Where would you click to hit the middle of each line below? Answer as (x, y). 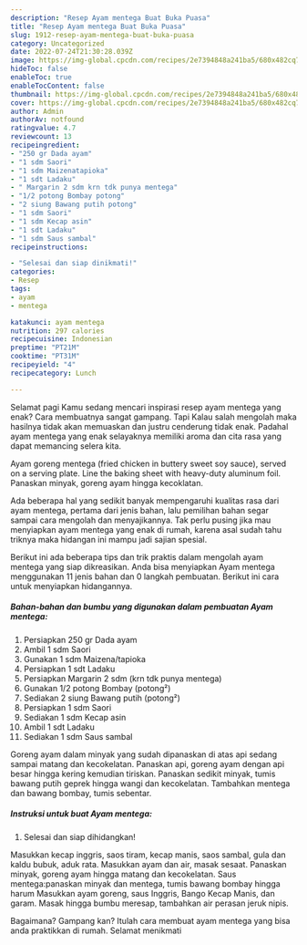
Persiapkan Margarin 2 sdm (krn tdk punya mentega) (123, 678)
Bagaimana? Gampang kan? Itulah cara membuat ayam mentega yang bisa (150, 920)
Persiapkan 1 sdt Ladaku (69, 669)
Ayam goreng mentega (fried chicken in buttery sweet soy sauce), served (148, 463)
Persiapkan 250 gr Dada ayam (80, 639)
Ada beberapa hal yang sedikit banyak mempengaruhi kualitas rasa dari (145, 500)
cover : (23, 103)
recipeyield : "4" (43, 365)
